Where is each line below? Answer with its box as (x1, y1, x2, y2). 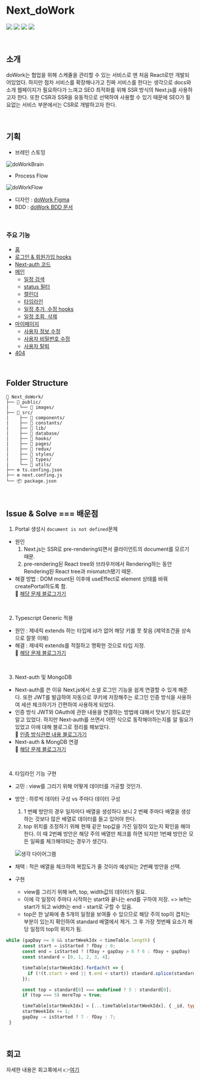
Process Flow (14, 172, 49, 179)
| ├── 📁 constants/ (6, 420, 62, 426)
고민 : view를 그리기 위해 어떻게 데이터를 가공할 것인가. (14, 782, 142, 790)
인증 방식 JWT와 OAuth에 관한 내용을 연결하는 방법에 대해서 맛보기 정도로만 (14, 709, 191, 716)
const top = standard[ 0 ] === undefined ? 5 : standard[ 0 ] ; (21, 987, 172, 993)
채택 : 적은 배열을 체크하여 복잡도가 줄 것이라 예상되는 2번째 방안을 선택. (14, 863, 182, 870)
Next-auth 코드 (14, 260, 51, 268)
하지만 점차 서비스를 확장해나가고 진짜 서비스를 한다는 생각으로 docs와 (28, 79, 192, 86)
